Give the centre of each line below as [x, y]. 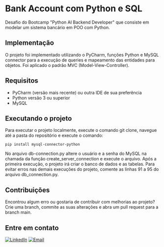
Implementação [29, 43]
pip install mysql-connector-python [42, 145]
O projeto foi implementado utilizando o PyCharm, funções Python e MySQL [82, 55]
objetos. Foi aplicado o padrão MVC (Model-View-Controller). [67, 65]
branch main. [18, 213]
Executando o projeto [39, 118]
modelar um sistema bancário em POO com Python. [57, 27]
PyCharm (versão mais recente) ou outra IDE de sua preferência [77, 93]
